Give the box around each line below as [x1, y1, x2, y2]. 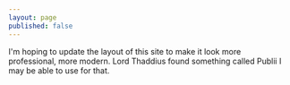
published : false [8, 21, 73, 30]
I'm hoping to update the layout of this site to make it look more [8, 46, 242, 56]
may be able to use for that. [8, 64, 110, 76]
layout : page [8, 13, 57, 22]
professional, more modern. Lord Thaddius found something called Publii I [8, 55, 282, 66]
